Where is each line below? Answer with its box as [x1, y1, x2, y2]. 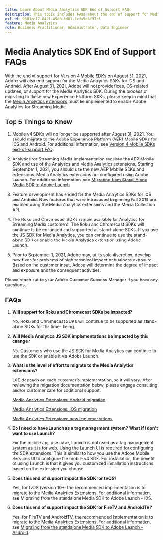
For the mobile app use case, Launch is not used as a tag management [12, 440, 154, 445]
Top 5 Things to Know [5, 118, 73, 126]
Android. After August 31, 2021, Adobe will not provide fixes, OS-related [5, 83, 148, 89]
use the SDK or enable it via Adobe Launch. [12, 353, 99, 359]
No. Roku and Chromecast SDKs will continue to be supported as [12, 318, 142, 324]
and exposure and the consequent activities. [12, 267, 101, 273]
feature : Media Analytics [5, 20, 57, 26]
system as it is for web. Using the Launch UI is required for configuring [12, 445, 154, 451]
